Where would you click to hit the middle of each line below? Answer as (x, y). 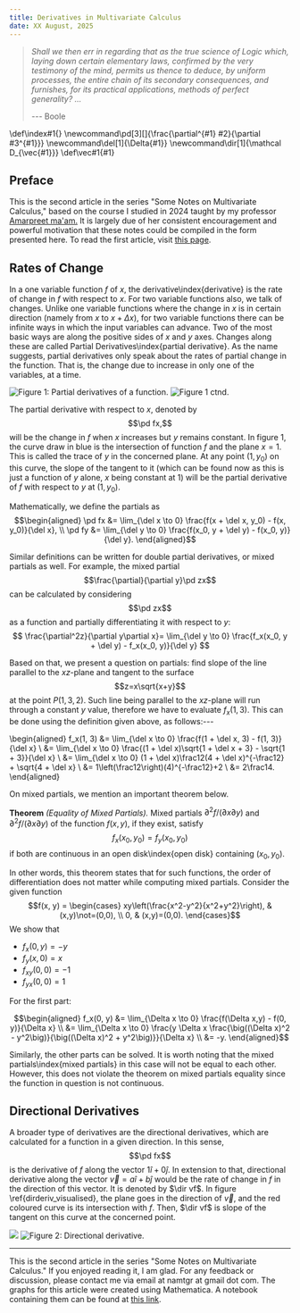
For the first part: (40, 1000)
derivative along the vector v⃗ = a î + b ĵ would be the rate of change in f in (145, 1179)
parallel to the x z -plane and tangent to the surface (102, 672)
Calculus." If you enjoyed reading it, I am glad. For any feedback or (132, 1271)
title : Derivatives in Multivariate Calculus (95, 17)
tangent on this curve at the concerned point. (92, 1217)
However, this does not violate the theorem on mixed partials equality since (147, 1074)
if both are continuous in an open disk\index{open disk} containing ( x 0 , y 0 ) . (147, 854)
